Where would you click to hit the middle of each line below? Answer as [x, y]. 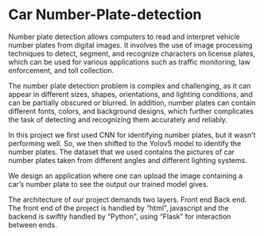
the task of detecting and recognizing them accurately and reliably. [118, 119]
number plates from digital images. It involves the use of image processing [130, 44]
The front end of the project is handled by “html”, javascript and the [118, 207]
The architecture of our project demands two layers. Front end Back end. [128, 199]
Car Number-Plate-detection [105, 15]
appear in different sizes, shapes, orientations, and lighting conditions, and [130, 94]
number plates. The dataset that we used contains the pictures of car [122, 152]
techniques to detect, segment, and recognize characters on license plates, [132, 53]
